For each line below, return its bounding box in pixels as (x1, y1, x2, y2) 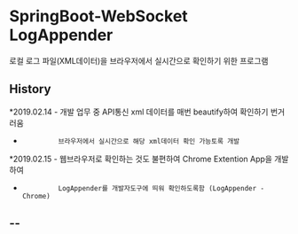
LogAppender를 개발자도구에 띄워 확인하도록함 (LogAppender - (58, 183, 264, 192)
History (9, 82, 51, 97)
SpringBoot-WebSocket (9, 6, 188, 27)
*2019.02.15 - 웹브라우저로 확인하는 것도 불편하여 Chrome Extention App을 (9, 153, 273, 164)
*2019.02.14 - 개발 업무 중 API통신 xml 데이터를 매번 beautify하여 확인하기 (9, 106, 269, 117)
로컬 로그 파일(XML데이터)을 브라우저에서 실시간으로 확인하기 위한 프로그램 (9, 55, 269, 66)
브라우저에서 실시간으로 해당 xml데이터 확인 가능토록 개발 (58, 136, 240, 145)
